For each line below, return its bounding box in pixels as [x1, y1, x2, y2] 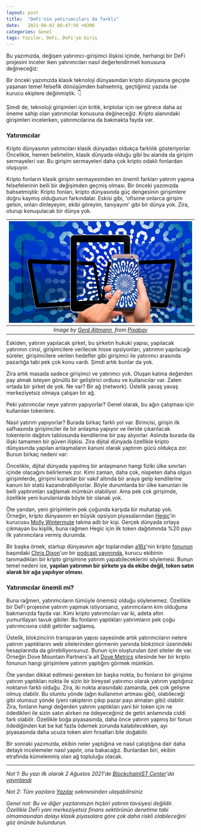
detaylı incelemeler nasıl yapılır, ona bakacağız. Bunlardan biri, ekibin [6, 747, 176, 754]
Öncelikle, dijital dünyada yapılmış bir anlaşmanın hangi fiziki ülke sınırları [6, 462, 187, 469]
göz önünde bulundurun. [6, 819, 67, 826]
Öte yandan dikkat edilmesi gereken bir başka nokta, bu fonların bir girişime [6, 671, 193, 678]
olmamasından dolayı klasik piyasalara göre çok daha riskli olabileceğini [6, 813, 186, 820]
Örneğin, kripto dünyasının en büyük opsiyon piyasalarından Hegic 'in [6, 512, 176, 519]
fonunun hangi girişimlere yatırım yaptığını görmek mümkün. [6, 660, 154, 667]
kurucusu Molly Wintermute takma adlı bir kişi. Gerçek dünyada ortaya [6, 519, 179, 525]
